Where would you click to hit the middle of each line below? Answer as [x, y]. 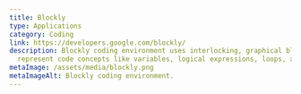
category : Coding [42, 34]
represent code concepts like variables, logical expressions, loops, [152, 59]
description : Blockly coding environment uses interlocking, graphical [146, 51]
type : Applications [46, 26]
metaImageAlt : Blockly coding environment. [92, 76]
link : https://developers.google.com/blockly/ [98, 43]
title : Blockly [38, 17]
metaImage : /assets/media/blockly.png [82, 68]
